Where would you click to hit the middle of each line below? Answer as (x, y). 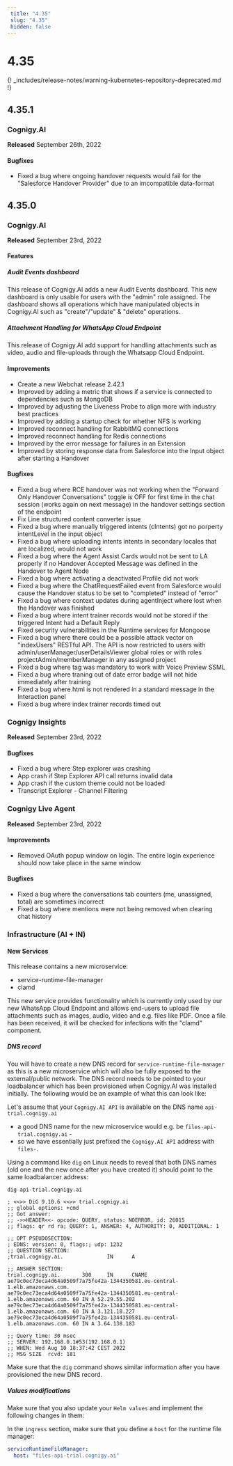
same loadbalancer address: (48, 1177)
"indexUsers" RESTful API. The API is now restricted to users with (111, 645)
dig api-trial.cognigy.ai (45, 1190)
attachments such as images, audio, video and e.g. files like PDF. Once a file (116, 1016)
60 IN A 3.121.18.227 (104, 1312)
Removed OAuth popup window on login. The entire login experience (116, 855)
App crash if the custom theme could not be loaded (91, 783)
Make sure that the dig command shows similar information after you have (114, 1367)
